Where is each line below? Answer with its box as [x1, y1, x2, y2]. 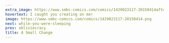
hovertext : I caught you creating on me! [5, 12, 94, 17]
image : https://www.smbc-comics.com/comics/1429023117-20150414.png [5, 16, 152, 21]
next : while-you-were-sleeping [5, 21, 71, 26]
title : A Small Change [5, 30, 53, 35]
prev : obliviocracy [5, 26, 46, 31]
